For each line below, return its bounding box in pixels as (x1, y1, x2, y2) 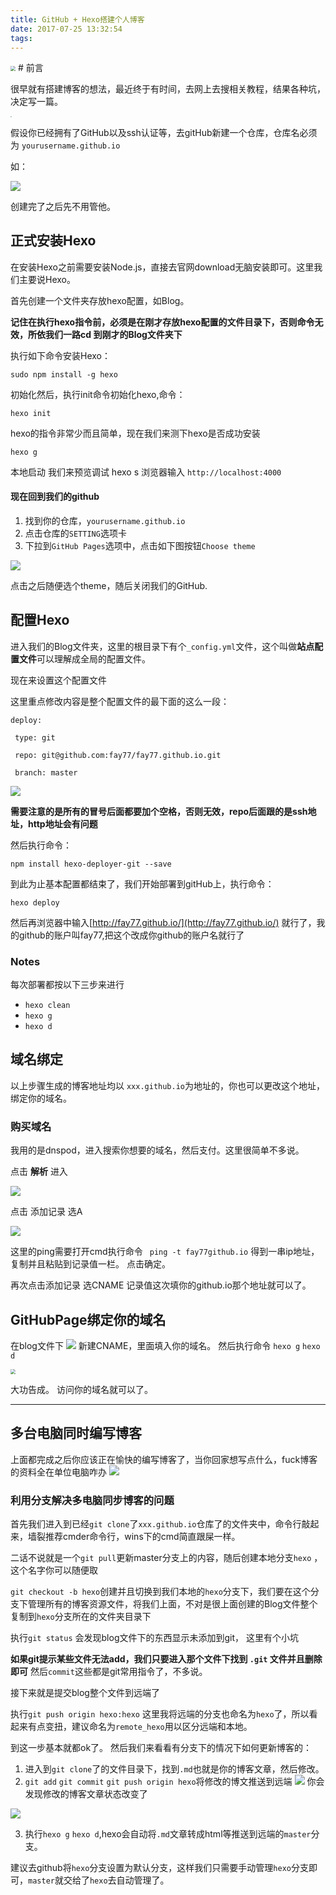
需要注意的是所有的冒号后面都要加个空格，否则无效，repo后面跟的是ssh (10, 805, 308, 817)
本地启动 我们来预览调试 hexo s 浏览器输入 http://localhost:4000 (10, 466, 282, 478)
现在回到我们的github (10, 491, 100, 503)
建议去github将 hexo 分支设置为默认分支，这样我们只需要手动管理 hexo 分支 (10, 1862, 309, 1874)
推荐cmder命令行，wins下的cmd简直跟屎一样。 (44, 1531, 241, 1543)
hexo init (10, 408, 52, 418)
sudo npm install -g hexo (10, 369, 118, 380)
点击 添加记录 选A (10, 1206, 83, 1218)
